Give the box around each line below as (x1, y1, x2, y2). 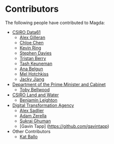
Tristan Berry (19, 55, 46, 61)
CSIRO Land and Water (12, 92, 59, 98)
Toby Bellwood (19, 86, 50, 92)
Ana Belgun (19, 65, 43, 72)
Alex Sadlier (19, 107, 44, 114)
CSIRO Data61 (12, 29, 41, 35)
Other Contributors (12, 128, 51, 134)
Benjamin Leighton (19, 97, 57, 103)
